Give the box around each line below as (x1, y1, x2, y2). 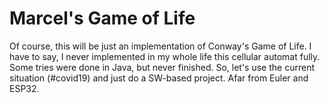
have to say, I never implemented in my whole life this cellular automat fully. (9, 50, 321, 62)
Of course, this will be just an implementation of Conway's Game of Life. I (9, 40, 312, 52)
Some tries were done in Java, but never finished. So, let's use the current (9, 61, 315, 73)
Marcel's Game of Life (9, 7, 196, 30)
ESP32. (9, 82, 40, 94)
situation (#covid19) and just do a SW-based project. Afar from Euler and (9, 72, 309, 84)
